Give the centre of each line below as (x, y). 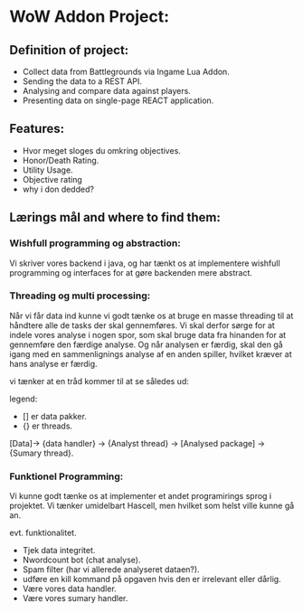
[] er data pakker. (55, 416)
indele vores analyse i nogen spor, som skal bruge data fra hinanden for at (148, 334)
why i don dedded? (58, 189)
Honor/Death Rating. (61, 160)
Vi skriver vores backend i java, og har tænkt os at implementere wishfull (145, 263)
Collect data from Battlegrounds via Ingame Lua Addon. (126, 71)
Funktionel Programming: (66, 476)
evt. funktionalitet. (43, 533)
